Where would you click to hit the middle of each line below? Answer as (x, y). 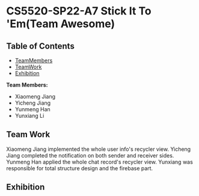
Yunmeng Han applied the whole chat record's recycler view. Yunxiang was (100, 162)
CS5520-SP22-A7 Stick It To (79, 11)
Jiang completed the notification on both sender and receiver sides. (90, 155)
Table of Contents (41, 46)
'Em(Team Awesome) (61, 24)
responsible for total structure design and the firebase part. (80, 168)
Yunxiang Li (29, 116)
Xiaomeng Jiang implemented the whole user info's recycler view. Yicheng (99, 149)
